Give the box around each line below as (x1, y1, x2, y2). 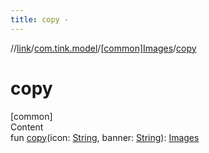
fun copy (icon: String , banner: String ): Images (10, 131, 200, 143)
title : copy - (10, 14, 70, 25)
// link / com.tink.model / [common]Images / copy (10, 42, 197, 54)
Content (10, 121, 44, 133)
